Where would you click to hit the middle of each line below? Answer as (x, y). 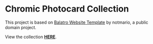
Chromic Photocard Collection (67, 9)
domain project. (21, 27)
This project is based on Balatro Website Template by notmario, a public (77, 22)
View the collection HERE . (31, 37)
